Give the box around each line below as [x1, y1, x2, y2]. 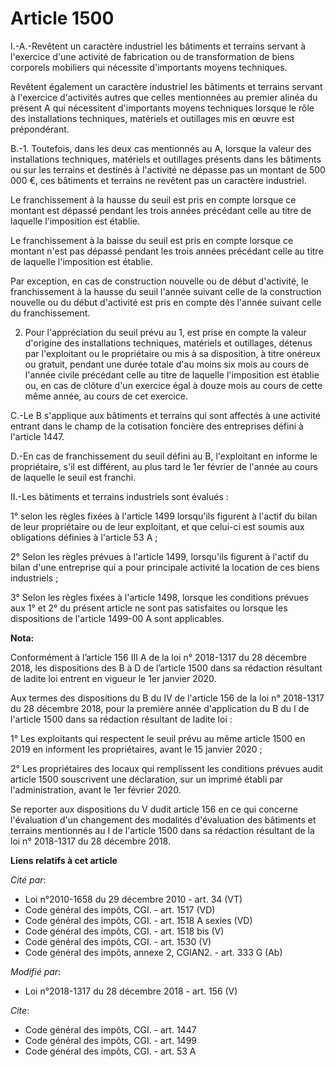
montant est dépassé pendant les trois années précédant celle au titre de [10, 204, 312, 216]
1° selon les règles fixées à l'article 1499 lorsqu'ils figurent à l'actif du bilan [10, 510, 318, 522]
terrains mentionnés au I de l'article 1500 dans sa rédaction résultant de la [10, 824, 315, 836]
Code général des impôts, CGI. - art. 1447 [24, 1023, 197, 1036]
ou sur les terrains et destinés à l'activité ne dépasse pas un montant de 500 [10, 163, 326, 176]
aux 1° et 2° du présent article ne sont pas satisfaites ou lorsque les [10, 602, 288, 614]
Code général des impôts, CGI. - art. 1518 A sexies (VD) [24, 914, 253, 926]
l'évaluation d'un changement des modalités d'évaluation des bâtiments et [10, 813, 317, 826]
